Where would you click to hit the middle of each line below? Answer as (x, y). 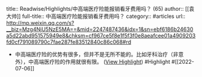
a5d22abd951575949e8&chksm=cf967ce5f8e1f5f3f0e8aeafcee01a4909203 (101, 36)
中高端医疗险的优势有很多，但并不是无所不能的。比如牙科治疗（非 (96, 54)
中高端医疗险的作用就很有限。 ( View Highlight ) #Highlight (99, 62)
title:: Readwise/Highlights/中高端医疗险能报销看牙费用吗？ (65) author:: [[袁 (100, 9)
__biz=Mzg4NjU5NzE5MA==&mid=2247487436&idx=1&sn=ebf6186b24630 (100, 29)
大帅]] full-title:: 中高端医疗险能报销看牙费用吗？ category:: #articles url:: (96, 16)
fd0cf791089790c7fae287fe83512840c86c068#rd (69, 42)
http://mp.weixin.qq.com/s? (40, 23)
